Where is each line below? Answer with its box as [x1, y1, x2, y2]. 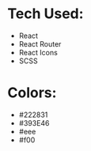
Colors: [7, 84, 57, 102]
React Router [18, 39, 62, 48]
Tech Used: [7, 5, 84, 23]
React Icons [18, 47, 59, 57]
